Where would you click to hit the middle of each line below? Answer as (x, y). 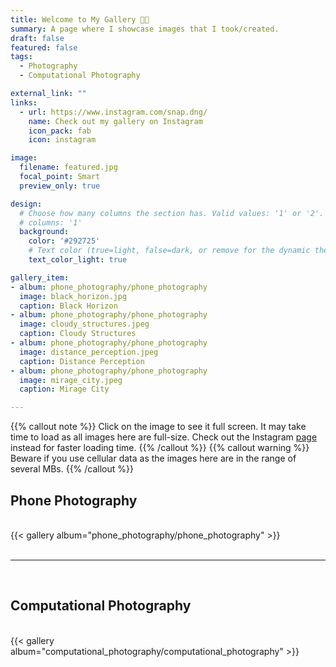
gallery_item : (40, 277)
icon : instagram (62, 140)
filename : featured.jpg (68, 167)
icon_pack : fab (60, 131)
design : (26, 204)
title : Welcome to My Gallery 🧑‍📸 (80, 19)
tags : (21, 57)
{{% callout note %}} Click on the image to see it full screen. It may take (158, 427)
